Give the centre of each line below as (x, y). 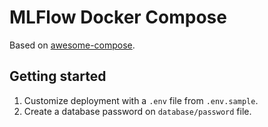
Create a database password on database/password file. (137, 111)
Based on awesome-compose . (72, 45)
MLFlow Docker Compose (118, 17)
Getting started (58, 76)
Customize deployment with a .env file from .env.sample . (141, 100)
